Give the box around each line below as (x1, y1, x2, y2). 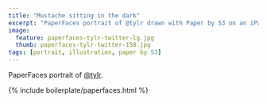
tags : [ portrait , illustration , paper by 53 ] (8, 48, 161, 56)
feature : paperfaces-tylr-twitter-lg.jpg (15, 33, 155, 42)
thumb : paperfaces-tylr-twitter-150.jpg (15, 41, 151, 49)
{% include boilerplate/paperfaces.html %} (8, 86, 149, 95)
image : (8, 26, 30, 34)
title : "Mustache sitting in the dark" (8, 11, 141, 20)
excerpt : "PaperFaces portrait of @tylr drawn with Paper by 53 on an (8, 19, 247, 27)
